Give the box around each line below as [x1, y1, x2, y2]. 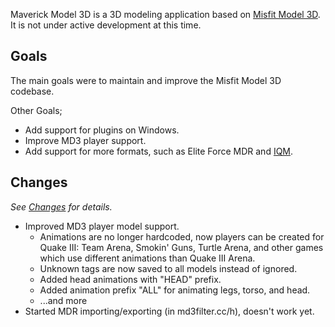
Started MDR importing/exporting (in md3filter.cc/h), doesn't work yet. [24, 305, 315, 317]
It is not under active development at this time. [10, 19, 202, 31]
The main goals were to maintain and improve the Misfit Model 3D [10, 74, 282, 86]
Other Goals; [10, 104, 63, 116]
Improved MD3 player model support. [24, 220, 180, 232]
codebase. [10, 85, 55, 97]
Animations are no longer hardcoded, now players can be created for [39, 230, 325, 243]
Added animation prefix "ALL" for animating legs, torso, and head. [39, 284, 311, 296]
